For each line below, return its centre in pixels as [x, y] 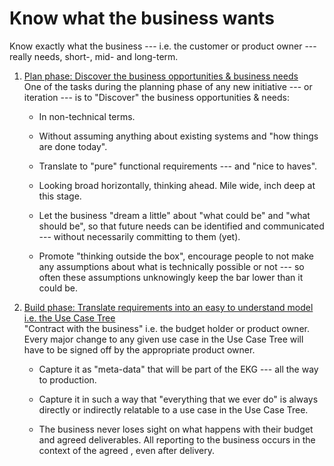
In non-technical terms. [87, 116]
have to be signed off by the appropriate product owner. [139, 349]
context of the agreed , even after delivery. [127, 450]
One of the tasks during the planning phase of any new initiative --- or [168, 86]
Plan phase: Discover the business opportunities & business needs [161, 76]
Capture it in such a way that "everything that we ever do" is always [178, 399]
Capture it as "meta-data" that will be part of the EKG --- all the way [178, 369]
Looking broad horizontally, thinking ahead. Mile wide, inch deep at [177, 185]
